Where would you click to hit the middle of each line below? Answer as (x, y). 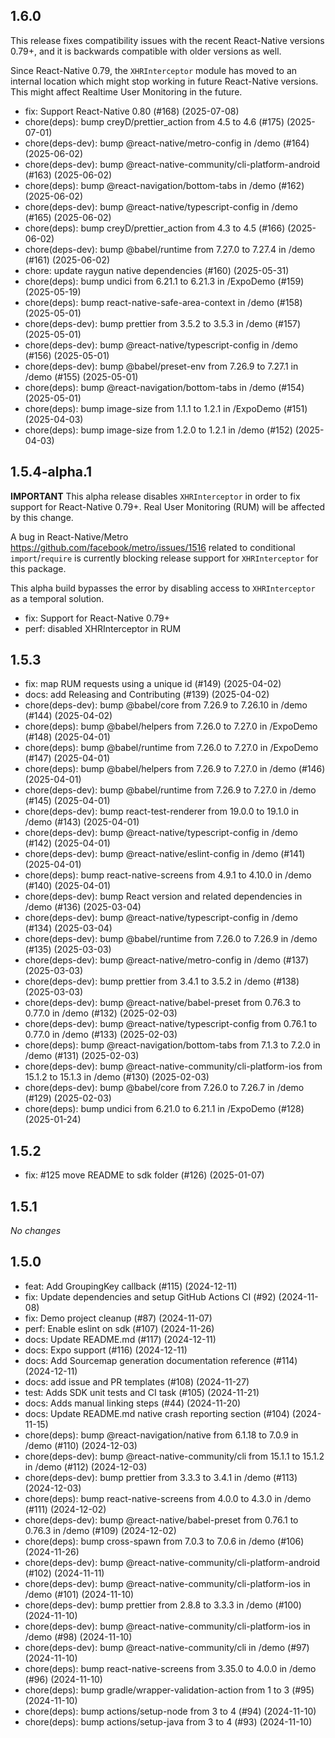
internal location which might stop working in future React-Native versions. (164, 81)
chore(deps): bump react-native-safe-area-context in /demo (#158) (163, 302)
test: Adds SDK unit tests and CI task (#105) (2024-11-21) (142, 1392)
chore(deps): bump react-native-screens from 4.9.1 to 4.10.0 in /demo (168, 875)
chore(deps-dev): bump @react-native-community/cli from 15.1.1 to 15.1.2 (174, 1456)
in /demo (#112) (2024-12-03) (86, 1466)
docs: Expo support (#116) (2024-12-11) (106, 1350)
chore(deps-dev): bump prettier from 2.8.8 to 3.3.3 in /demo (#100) (163, 1605)
